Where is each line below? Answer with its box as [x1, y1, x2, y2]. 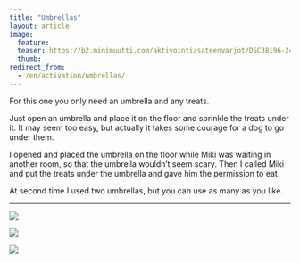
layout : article [9, 21, 70, 30]
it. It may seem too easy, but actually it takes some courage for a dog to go [9, 122, 284, 133]
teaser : [17, 46, 46, 55]
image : [9, 29, 34, 38]
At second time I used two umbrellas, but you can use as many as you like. [9, 185, 284, 196]
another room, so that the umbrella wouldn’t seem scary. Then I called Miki [9, 158, 284, 169]
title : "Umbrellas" [9, 12, 82, 22]
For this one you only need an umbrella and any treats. [9, 95, 210, 106]
